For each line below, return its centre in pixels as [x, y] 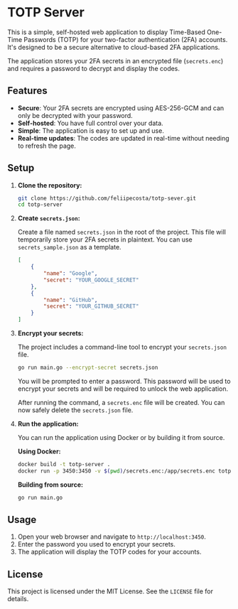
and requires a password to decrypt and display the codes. [93, 68]
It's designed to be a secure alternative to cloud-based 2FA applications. [114, 47]
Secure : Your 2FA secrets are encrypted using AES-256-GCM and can [121, 108]
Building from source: [50, 485]
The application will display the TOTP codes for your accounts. [109, 552]
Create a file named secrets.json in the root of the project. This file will [121, 232]
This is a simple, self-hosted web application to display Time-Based [107, 32]
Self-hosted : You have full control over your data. [90, 123]
